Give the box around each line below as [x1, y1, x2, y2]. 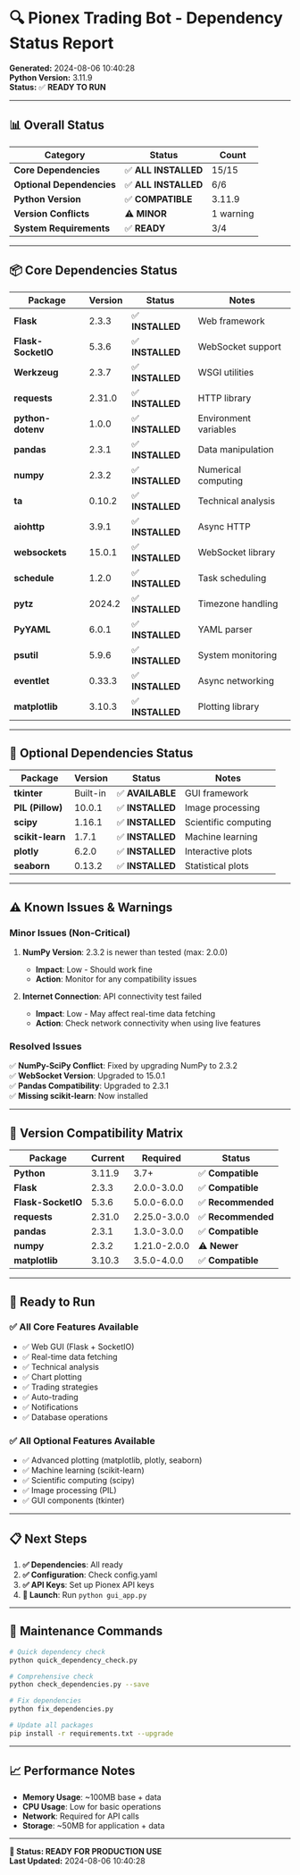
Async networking [197, 674, 275, 687]
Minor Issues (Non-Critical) [9, 926, 131, 939]
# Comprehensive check [9, 1672, 94, 1681]
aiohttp [13, 520, 46, 533]
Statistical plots [184, 860, 249, 873]
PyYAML [13, 623, 51, 636]
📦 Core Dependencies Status [9, 263, 178, 278]
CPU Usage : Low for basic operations [21, 1801, 162, 1812]
